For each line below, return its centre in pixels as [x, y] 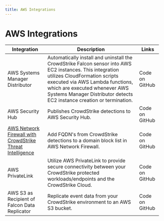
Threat [15, 146]
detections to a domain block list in [87, 141]
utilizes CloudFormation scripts [83, 76]
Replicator [19, 211]
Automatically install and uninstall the [90, 58]
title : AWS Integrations [30, 10]
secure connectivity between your [86, 166]
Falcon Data [21, 205]
